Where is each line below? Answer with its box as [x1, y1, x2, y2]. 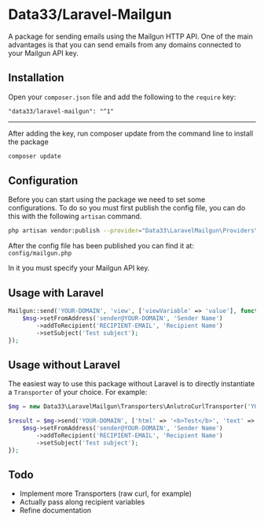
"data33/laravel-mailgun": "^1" [8, 107, 114, 115]
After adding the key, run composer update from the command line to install [8, 128, 254, 138]
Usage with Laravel [8, 286, 104, 300]
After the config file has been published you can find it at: [8, 241, 195, 251]
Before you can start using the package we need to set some [8, 195, 206, 204]
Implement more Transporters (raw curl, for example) [19, 489, 192, 498]
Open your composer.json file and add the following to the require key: [8, 92, 236, 102]
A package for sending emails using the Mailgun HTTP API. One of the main [8, 32, 253, 41]
